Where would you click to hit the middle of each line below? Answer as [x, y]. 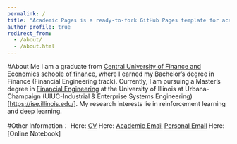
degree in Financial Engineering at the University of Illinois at [95, 89]
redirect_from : [30, 33]
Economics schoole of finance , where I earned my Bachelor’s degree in [111, 74]
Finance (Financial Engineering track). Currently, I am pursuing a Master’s [114, 81]
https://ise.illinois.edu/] [43, 104]
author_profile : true [39, 27]
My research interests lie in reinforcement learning [152, 104]
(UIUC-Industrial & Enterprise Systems [98, 96]
